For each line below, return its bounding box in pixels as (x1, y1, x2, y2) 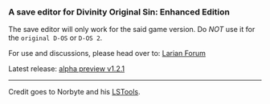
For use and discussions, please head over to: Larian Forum (8, 49, 207, 58)
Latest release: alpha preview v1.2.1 (8, 64, 125, 74)
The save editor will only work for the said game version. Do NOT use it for (8, 25, 256, 34)
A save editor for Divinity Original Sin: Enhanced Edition (8, 6, 231, 18)
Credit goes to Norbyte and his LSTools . (8, 87, 141, 97)
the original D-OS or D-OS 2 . (8, 33, 103, 42)
